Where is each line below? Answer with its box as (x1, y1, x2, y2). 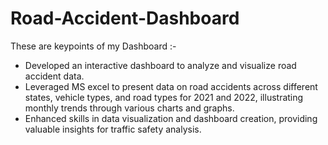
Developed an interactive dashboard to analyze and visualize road (24, 59, 297, 71)
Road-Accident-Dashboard (10, 7, 240, 30)
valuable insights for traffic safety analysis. (24, 123, 202, 135)
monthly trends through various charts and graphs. (24, 102, 235, 114)
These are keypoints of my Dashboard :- (10, 40, 177, 52)
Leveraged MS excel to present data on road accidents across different (24, 80, 318, 92)
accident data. (24, 70, 85, 82)
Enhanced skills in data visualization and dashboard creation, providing (24, 112, 318, 124)
